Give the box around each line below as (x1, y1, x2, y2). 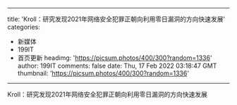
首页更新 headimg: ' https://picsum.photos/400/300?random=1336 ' (17, 54, 213, 62)
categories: (7, 23, 40, 31)
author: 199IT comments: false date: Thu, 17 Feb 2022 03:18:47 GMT (17, 61, 217, 70)
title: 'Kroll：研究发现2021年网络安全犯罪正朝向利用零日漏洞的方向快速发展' (7, 15, 226, 23)
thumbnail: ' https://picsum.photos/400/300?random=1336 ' (17, 69, 189, 78)
